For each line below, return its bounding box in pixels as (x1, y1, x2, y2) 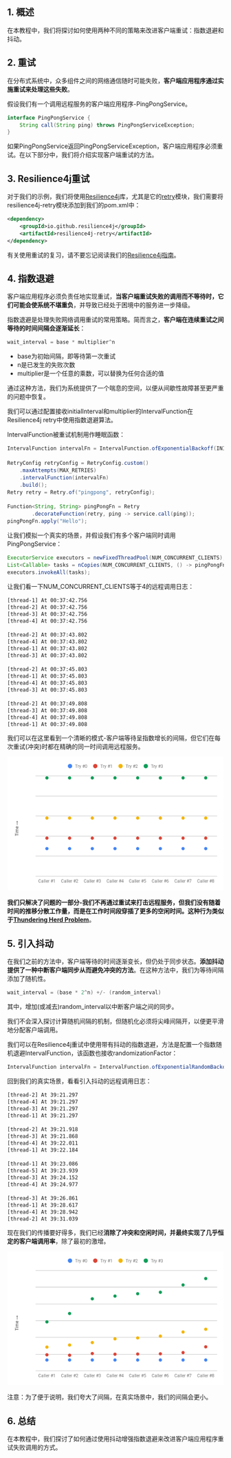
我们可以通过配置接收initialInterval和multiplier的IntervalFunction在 (7, 407, 194, 415)
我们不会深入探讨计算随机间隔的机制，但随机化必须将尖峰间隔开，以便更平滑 (7, 1017, 224, 1025)
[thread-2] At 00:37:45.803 (7, 665, 88, 673)
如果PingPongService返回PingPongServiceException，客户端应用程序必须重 (7, 142, 223, 150)
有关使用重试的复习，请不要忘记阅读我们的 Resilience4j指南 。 (7, 251, 180, 259)
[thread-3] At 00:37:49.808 (7, 707, 88, 714)
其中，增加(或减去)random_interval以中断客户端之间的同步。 (7, 1002, 178, 1010)
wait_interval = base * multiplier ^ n (7, 339, 115, 346)
